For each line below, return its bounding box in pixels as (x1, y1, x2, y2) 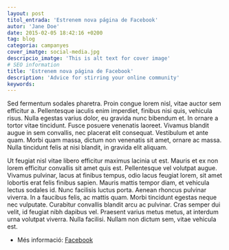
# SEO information (7, 61, 60, 68)
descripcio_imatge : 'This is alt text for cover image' (7, 55, 171, 62)
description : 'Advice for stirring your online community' (7, 74, 180, 81)
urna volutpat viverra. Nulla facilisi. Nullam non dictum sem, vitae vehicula (7, 215, 217, 224)
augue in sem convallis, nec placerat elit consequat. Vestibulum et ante (7, 129, 208, 137)
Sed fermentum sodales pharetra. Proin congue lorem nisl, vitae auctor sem (7, 99, 221, 107)
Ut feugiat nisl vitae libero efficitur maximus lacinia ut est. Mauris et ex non (7, 156, 219, 165)
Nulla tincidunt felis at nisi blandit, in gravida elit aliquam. (7, 143, 168, 152)
